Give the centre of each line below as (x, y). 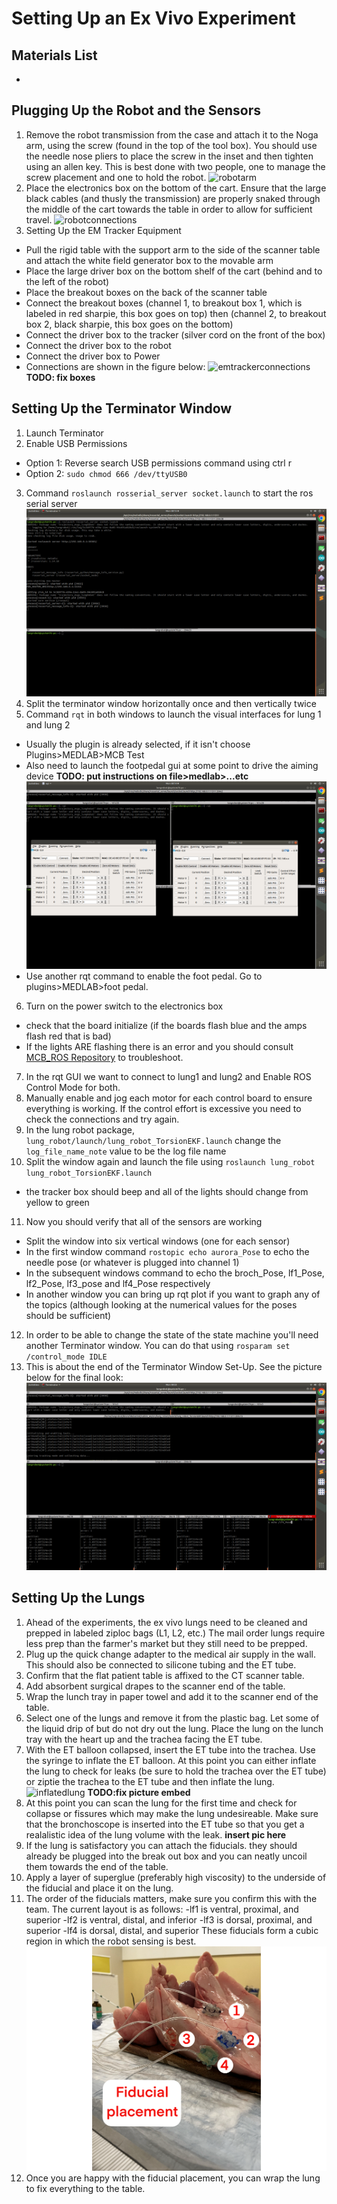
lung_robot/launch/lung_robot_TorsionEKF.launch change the (153, 1140)
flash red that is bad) (68, 1036)
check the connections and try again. (102, 1119)
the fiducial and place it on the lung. (99, 1888)
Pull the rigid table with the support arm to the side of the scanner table (173, 249)
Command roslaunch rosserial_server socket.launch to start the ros (169, 493)
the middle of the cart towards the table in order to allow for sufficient (169, 209)
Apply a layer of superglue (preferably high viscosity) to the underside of (176, 1877)
